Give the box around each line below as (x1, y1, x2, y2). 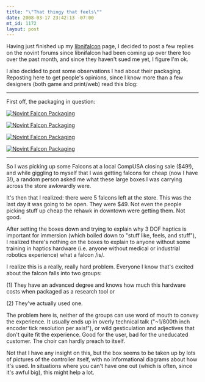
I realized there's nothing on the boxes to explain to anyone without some (6, 239, 191, 246)
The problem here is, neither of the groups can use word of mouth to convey (6, 312, 199, 319)
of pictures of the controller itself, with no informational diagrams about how (6, 356, 198, 363)
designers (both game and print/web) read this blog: (6, 81, 138, 88)
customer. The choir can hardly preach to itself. (6, 337, 126, 345)
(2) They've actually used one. (6, 300, 84, 307)
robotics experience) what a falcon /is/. (6, 251, 105, 259)
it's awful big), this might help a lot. (6, 369, 95, 376)
